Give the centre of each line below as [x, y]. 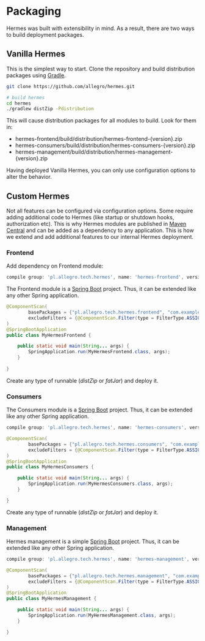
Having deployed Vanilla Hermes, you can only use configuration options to [101, 170]
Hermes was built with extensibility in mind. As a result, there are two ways [100, 28]
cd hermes [19, 103]
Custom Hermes [38, 196]
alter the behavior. [29, 177]
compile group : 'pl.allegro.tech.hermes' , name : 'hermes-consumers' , [97, 428]
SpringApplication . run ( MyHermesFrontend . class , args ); [99, 352]
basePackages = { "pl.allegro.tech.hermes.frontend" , [97, 313]
